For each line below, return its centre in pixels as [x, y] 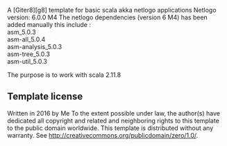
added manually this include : [49, 25]
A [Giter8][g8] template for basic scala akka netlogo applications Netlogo [112, 10]
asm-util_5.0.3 [27, 61]
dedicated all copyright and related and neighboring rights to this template [113, 120]
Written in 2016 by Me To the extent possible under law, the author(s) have [114, 113]
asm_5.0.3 [22, 32]
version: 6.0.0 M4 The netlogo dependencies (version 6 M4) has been [108, 17]
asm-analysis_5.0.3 [35, 47]
